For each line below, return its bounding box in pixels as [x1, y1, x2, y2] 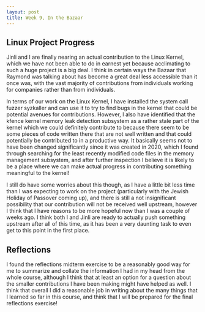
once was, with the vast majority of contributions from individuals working [6, 80, 193, 87]
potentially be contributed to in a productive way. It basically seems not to [6, 137, 193, 144]
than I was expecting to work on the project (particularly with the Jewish [6, 188, 188, 195]
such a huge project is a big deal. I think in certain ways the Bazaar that [6, 67, 187, 74]
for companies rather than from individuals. [6, 86, 116, 94]
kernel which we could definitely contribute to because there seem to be [6, 124, 190, 132]
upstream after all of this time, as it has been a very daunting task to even [6, 220, 192, 228]
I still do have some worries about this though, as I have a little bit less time [6, 181, 195, 188]
